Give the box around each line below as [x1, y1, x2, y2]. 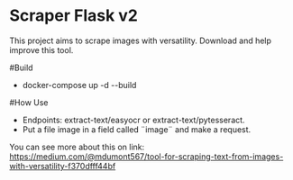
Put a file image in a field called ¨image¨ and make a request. [22, 123, 252, 135]
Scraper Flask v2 [9, 5, 138, 26]
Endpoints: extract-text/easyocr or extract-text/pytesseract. [22, 114, 245, 125]
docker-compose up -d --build [22, 79, 137, 90]
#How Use [9, 96, 49, 108]
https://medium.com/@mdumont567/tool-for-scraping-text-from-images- [9, 150, 284, 162]
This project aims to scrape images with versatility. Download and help [9, 35, 272, 46]
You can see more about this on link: [9, 141, 145, 152]
